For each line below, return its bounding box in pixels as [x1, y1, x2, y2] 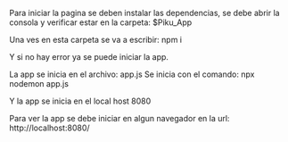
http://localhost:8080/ [9, 122, 91, 133]
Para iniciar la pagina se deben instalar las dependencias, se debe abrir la [9, 8, 280, 18]
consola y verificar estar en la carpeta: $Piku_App [9, 17, 193, 28]
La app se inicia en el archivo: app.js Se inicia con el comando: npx [9, 69, 255, 79]
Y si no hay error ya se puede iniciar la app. [9, 52, 169, 62]
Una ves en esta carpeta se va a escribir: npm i [9, 35, 183, 45]
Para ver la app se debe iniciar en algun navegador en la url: [9, 113, 230, 123]
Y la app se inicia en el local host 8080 [9, 96, 152, 106]
